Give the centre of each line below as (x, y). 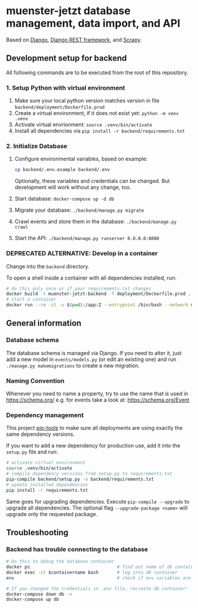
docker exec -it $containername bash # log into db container (92, 572)
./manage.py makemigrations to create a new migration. (73, 365)
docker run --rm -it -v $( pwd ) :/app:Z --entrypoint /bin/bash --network (97, 305)
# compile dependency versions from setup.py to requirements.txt (89, 474)
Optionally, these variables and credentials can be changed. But (92, 181)
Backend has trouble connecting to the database (77, 549)
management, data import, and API (93, 23)
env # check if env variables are (99, 578)
